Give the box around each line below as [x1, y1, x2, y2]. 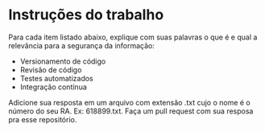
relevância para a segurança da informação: [8, 40, 155, 50]
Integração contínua [19, 82, 87, 92]
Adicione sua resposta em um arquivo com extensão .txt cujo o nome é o [8, 97, 251, 107]
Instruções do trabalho [8, 6, 164, 24]
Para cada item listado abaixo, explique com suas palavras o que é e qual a [8, 32, 258, 42]
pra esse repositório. [8, 114, 77, 124]
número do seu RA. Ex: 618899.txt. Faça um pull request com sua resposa [8, 106, 254, 116]
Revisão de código [19, 64, 82, 74]
